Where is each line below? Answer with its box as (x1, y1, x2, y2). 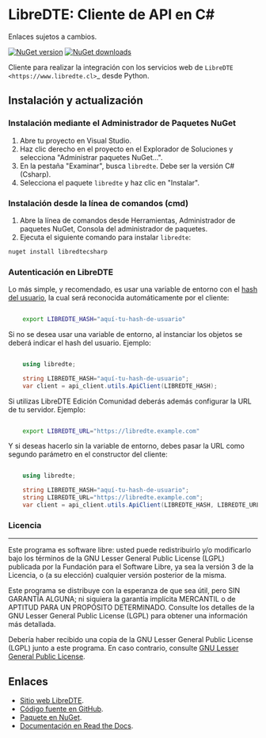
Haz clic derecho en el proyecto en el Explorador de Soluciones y (19, 144, 234, 154)
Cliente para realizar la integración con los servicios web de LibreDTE (8, 62, 234, 72)
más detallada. (8, 620, 56, 629)
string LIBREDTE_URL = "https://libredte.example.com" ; (22, 494, 203, 502)
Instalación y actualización (8, 94, 144, 108)
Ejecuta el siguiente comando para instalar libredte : (19, 232, 192, 242)
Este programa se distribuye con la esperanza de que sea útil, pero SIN (8, 586, 241, 595)
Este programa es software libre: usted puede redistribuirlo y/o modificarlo (8, 545, 252, 555)
